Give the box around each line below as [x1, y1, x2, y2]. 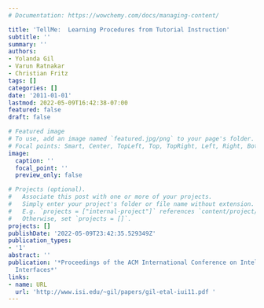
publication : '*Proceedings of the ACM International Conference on [8, 258, 237, 266]
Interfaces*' [15, 266, 58, 273]
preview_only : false [15, 171, 82, 179]
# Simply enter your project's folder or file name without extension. [8, 200, 255, 208]
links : [8, 273, 30, 281]
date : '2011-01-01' [8, 91, 72, 99]
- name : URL [8, 280, 47, 288]
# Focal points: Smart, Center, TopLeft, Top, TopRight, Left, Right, [8, 142, 244, 150]
